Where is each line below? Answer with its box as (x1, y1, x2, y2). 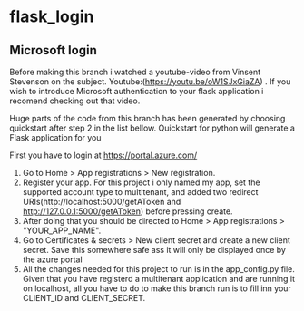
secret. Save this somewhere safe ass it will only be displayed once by (22, 245, 286, 255)
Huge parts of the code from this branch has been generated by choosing (9, 113, 286, 123)
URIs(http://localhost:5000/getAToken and (22, 197, 181, 207)
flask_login (9, 6, 94, 27)
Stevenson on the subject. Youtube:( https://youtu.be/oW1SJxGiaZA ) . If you (9, 76, 291, 87)
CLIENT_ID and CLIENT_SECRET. (22, 293, 146, 303)
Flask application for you (9, 132, 102, 142)
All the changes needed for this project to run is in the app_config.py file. (22, 264, 295, 274)
